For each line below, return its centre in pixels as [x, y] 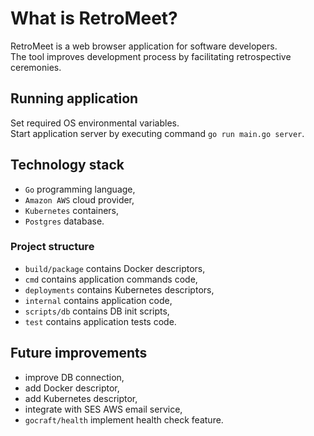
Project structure [52, 247]
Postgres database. [64, 221]
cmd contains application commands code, [111, 279]
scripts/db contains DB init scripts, [97, 311]
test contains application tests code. [100, 321]
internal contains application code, [98, 300]
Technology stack [67, 165]
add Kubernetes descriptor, [81, 398]
